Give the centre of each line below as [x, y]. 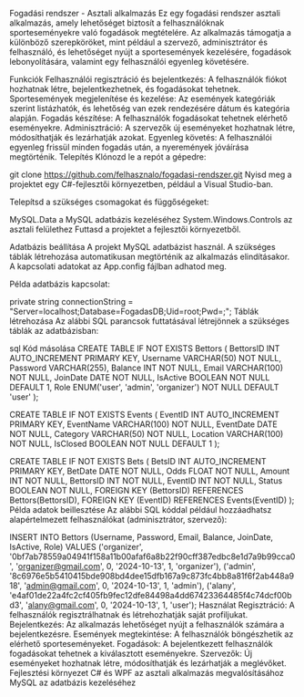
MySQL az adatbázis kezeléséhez [73, 682]
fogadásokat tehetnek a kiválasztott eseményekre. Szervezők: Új [131, 653]
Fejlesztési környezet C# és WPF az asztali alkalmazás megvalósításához [147, 673]
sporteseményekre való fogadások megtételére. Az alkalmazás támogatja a [150, 32]
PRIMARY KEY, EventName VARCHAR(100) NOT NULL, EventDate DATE [143, 424]
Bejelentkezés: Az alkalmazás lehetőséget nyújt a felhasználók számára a [147, 624]
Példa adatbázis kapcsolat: [60, 284]
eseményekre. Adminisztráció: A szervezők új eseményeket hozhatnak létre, [152, 128]
